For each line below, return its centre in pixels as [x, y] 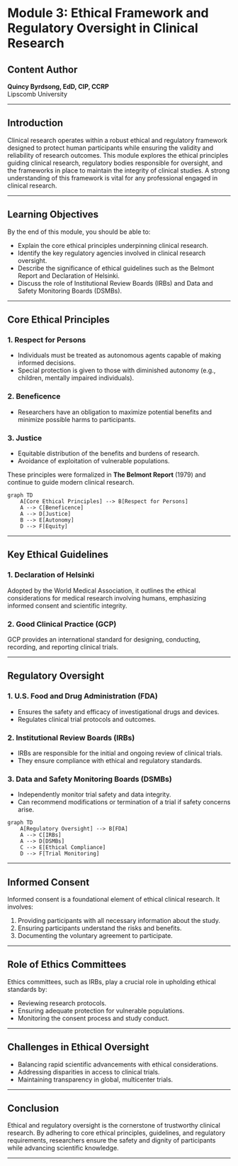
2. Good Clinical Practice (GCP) [62, 624]
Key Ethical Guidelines [58, 555]
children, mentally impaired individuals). [76, 378]
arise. [26, 810]
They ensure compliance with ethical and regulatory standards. [110, 760]
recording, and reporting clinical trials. [63, 647]
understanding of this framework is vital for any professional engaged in [113, 178]
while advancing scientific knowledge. [63, 1148]
